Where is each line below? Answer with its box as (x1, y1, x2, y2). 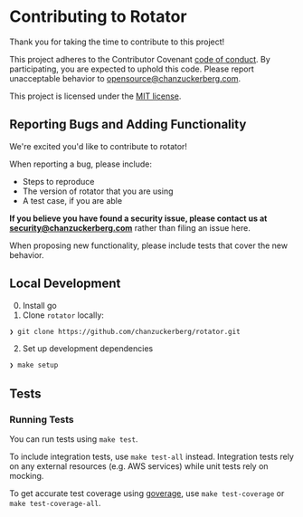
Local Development (9, 276, 121, 292)
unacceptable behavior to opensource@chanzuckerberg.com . (9, 72, 241, 83)
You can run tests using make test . (9, 434, 138, 445)
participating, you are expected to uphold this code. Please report (9, 63, 255, 74)
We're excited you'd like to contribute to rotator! (9, 140, 188, 151)
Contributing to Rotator (9, 6, 187, 27)
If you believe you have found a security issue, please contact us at (9, 213, 268, 224)
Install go (22, 300, 57, 311)
